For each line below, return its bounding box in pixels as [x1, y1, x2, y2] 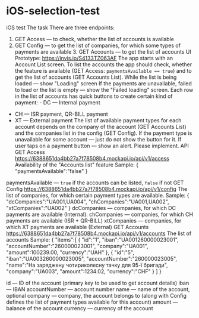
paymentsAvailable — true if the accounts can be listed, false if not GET [6, 179, 184, 186]
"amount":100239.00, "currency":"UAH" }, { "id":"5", [6, 249, 135, 256]
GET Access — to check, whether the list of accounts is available [14, 35, 174, 42]
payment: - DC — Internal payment [14, 98, 100, 106]
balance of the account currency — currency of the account [6, 304, 153, 311]
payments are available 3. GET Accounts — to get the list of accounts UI [14, 48, 191, 55]
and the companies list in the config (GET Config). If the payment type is [14, 129, 192, 137]
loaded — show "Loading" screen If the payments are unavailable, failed [14, 79, 192, 87]
